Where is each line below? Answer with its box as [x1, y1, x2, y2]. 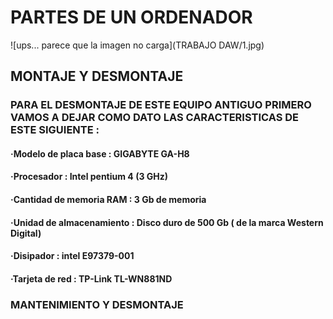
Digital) [10, 227, 42, 239]
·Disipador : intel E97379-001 [10, 250, 135, 262]
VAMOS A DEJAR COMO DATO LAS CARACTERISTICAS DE [10, 111, 299, 125]
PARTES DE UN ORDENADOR [10, 6, 253, 29]
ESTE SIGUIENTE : [10, 123, 100, 137]
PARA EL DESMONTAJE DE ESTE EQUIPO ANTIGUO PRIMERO [10, 98, 312, 112]
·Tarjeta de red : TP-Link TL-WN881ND [10, 272, 173, 285]
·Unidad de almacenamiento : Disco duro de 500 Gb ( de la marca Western [10, 216, 324, 228]
